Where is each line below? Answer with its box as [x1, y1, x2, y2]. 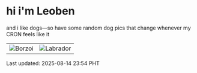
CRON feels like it [6, 30, 50, 37]
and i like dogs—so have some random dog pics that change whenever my [6, 24, 191, 31]
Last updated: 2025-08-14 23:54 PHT [6, 59, 100, 67]
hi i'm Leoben [6, 4, 75, 18]
